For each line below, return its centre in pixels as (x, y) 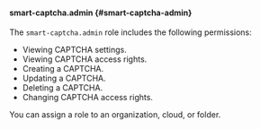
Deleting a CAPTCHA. (63, 88)
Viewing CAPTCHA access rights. (85, 59)
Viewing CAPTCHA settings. (75, 50)
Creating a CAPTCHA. (63, 69)
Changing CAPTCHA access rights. (87, 98)
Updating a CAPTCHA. (64, 78)
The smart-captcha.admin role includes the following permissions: (130, 32)
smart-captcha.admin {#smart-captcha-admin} (101, 13)
